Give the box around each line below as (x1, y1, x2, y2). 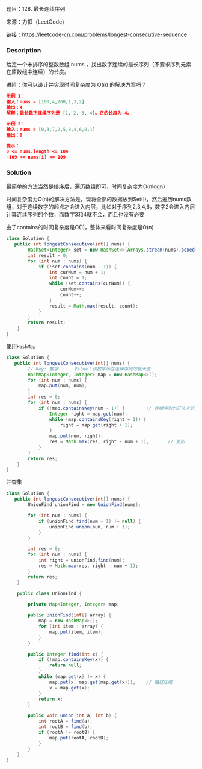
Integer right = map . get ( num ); (49, 411, 128, 417)
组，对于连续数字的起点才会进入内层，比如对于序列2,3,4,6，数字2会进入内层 (6, 203, 195, 210)
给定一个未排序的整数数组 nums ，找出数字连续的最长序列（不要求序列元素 (6, 61, 192, 68)
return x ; (38, 696, 63, 702)
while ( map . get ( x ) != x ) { (38, 674, 106, 680)
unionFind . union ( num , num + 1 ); (49, 524, 130, 530)
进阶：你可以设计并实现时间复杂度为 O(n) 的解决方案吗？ (6, 81, 147, 89)
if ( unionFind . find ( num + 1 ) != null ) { (38, 518, 141, 524)
